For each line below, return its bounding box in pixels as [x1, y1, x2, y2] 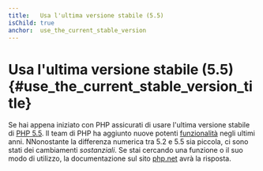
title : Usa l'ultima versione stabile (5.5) [8, 11, 164, 20]
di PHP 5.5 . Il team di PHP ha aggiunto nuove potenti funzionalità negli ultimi [8, 128, 255, 139]
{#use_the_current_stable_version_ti [8, 77, 253, 95]
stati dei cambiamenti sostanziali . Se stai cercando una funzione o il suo [8, 146, 243, 155]
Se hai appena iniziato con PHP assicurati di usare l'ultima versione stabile [8, 120, 250, 130]
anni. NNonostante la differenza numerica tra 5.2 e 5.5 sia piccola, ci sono [8, 137, 249, 146]
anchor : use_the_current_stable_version [8, 26, 147, 34]
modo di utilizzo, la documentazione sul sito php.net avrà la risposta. [8, 154, 231, 163]
